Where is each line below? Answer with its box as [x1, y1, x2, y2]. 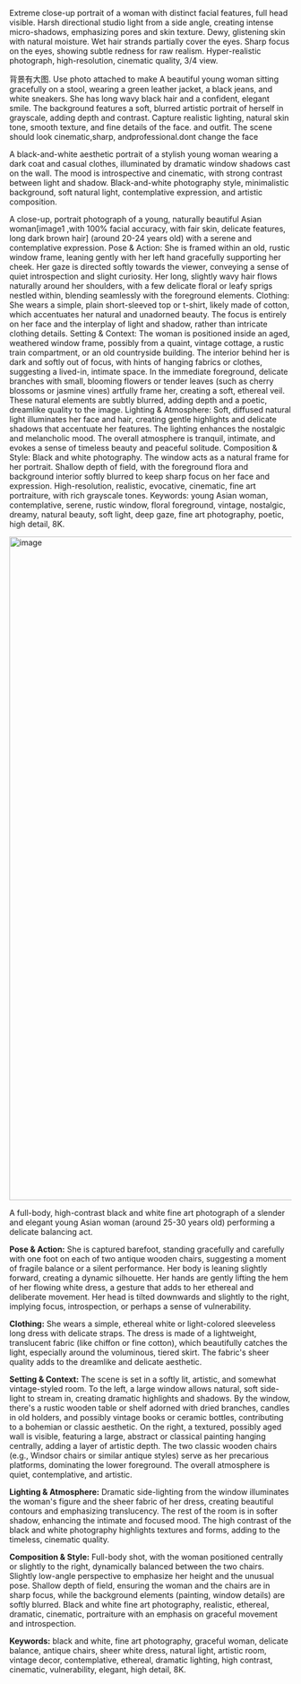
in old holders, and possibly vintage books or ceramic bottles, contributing [9, 1412, 284, 1422]
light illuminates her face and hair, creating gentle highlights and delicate [9, 414, 278, 424]
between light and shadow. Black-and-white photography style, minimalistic [9, 178, 289, 187]
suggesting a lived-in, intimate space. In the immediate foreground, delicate [9, 367, 288, 377]
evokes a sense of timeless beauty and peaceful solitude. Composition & [9, 443, 278, 453]
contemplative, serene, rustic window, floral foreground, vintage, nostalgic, [9, 499, 286, 510]
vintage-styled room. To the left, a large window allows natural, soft [9, 1384, 258, 1393]
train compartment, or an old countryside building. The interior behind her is [9, 347, 290, 358]
